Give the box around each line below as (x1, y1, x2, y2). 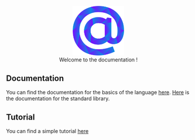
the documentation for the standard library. (6, 95, 110, 102)
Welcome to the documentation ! (59, 56, 138, 63)
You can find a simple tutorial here (6, 127, 89, 134)
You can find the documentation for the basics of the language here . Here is (6, 89, 190, 96)
